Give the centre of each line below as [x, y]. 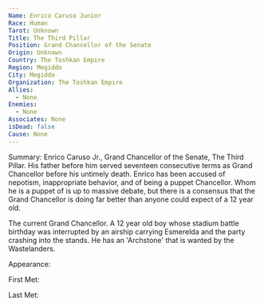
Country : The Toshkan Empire [57, 61]
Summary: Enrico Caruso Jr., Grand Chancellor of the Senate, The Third [126, 157]
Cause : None [28, 134]
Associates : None [37, 120]
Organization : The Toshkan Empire [66, 82]
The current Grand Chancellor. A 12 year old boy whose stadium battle [124, 223]
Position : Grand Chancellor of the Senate [80, 45]
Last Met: [24, 295]
